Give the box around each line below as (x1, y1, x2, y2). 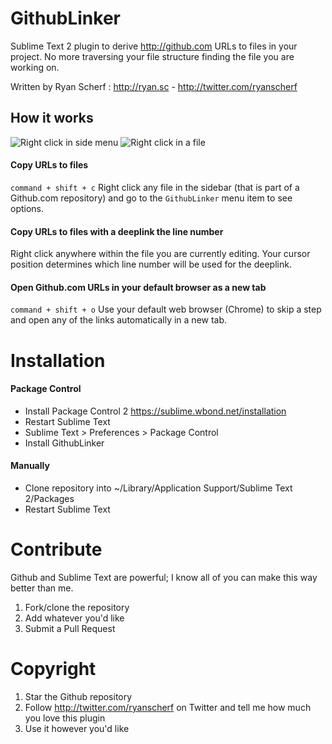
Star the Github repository (24, 690, 133, 702)
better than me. (10, 582, 74, 594)
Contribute (10, 538, 103, 561)
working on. (10, 61, 60, 73)
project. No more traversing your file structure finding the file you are (10, 50, 295, 62)
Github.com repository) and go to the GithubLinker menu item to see (10, 192, 293, 204)
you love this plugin (24, 712, 106, 724)
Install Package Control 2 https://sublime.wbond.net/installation (24, 405, 287, 417)
